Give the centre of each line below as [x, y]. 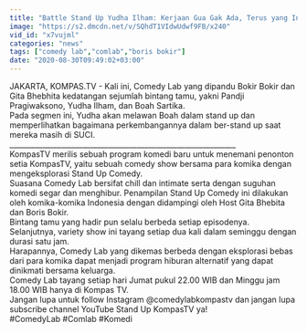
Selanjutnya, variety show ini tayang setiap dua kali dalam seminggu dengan [153, 232]
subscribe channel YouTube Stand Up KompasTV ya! [109, 309]
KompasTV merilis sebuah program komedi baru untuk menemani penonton [152, 154]
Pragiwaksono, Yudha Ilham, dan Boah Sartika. [97, 105]
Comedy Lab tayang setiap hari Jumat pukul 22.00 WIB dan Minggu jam [145, 280]
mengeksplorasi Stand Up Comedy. [76, 173]
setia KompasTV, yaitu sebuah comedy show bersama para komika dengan [151, 164]
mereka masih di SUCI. [53, 135]
